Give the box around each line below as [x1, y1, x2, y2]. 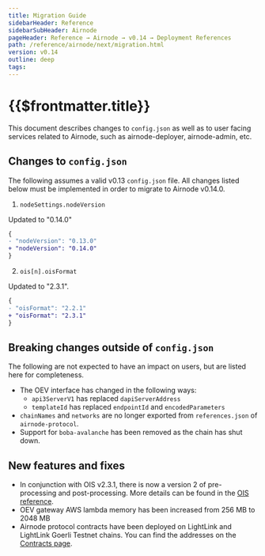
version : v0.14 [8, 48, 59, 56]
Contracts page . [19, 539, 73, 548]
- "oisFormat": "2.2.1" [8, 304, 87, 312]
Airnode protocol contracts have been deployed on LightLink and [19, 522, 232, 531]
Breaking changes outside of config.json [8, 341, 214, 354]
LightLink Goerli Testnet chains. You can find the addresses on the [19, 531, 237, 540]
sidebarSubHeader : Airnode [8, 26, 97, 34]
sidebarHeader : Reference [8, 19, 93, 27]
